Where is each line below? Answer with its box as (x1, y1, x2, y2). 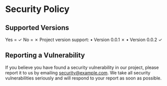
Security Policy (5, 3, 70, 15)
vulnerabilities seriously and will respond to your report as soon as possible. (5, 75, 162, 81)
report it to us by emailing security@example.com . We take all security (5, 69, 151, 75)
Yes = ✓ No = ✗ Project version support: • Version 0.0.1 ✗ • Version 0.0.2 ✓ (5, 36, 162, 42)
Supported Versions (5, 23, 69, 32)
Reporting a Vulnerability (5, 51, 85, 59)
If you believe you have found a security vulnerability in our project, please (5, 64, 159, 70)
